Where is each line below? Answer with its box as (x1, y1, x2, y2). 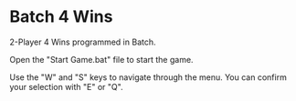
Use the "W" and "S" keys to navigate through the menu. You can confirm (9, 71, 288, 83)
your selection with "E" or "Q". (9, 81, 123, 92)
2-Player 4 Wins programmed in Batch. (9, 36, 156, 47)
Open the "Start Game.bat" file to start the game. (9, 54, 194, 65)
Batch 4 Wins (9, 6, 113, 27)
